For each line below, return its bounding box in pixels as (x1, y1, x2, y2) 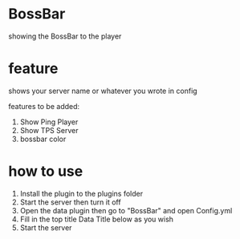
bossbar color (19, 134, 67, 144)
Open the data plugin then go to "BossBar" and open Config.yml (19, 205, 233, 215)
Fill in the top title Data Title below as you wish (19, 214, 174, 224)
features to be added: (8, 101, 80, 111)
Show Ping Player (19, 117, 79, 127)
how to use (8, 162, 83, 180)
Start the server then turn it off (19, 197, 122, 207)
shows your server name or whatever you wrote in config (8, 86, 198, 95)
